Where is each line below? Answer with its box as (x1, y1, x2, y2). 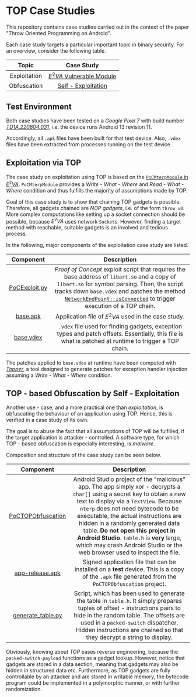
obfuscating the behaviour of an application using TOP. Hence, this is (6, 410, 173, 417)
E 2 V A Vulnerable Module (48, 71, 117, 80)
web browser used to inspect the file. (78, 548, 180, 557)
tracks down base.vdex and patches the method (54, 287, 185, 296)
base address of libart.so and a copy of (64, 273, 176, 281)
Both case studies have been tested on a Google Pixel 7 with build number (6, 117, 185, 124)
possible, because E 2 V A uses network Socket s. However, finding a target (6, 217, 181, 225)
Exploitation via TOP (6, 158, 82, 168)
